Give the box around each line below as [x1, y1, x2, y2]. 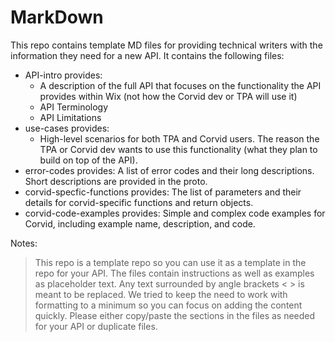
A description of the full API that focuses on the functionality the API [39, 79, 322, 91]
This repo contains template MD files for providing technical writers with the [10, 39, 323, 51]
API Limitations [39, 111, 102, 123]
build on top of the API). [39, 154, 138, 166]
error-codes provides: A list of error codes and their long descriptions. [24, 164, 315, 176]
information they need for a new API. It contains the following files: [10, 49, 285, 61]
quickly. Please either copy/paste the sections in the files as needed [34, 309, 316, 321]
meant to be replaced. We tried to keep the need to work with [34, 288, 288, 300]
